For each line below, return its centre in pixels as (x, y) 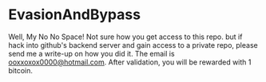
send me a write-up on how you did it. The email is (91, 53)
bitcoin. (21, 70)
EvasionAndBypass (75, 15)
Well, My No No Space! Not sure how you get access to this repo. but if (125, 37)
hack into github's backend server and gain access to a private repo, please (133, 45)
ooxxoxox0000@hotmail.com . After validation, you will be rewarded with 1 (130, 62)
